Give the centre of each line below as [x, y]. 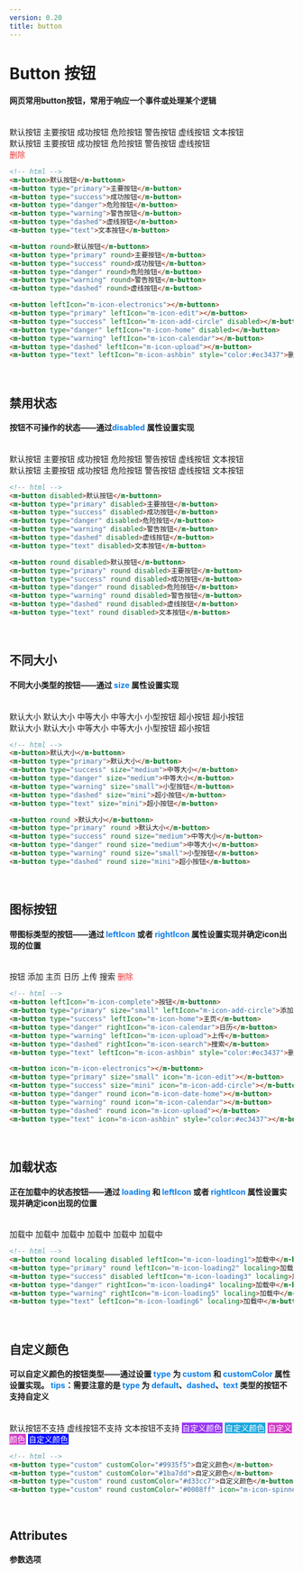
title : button [36, 26]
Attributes [38, 1536]
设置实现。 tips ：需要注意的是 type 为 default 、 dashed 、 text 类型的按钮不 [148, 1385]
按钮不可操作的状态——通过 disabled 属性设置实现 [102, 428]
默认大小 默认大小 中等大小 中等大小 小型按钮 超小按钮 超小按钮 [127, 716]
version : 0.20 [36, 18]
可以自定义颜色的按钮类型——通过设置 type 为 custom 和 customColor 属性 [150, 1374]
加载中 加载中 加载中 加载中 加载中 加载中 [86, 1234]
